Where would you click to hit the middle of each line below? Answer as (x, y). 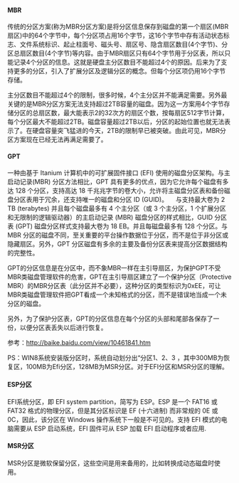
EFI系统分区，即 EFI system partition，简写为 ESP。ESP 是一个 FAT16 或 (113, 401)
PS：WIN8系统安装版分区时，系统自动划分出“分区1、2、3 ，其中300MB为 (116, 358)
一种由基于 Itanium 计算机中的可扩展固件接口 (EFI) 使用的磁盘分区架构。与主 (119, 173)
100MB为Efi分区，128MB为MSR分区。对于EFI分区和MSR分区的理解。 (127, 367)
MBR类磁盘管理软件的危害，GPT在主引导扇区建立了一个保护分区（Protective (119, 277)
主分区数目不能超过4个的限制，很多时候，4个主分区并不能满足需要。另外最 (117, 95)
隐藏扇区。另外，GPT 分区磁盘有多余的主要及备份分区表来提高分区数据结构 (117, 244)
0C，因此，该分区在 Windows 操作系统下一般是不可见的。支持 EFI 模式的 (115, 419)
